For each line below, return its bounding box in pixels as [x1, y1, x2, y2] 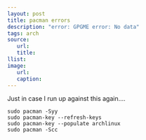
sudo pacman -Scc [7, 127, 58, 134]
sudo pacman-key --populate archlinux [7, 120, 121, 127]
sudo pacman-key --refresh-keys [7, 114, 102, 121]
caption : [16, 75, 42, 83]
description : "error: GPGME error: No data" [7, 23, 140, 30]
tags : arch [7, 29, 39, 37]
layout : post [7, 10, 46, 17]
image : [7, 62, 27, 69]
